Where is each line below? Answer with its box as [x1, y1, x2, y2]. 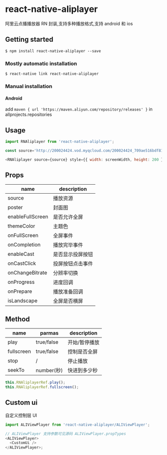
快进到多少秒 [68, 367, 98, 374]
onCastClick [7, 260, 36, 267]
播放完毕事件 [53, 241, 83, 248]
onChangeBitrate [7, 269, 47, 276]
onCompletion [7, 241, 41, 248]
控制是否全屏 [68, 348, 98, 355]
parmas [40, 330, 59, 337]
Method [5, 315, 30, 323]
